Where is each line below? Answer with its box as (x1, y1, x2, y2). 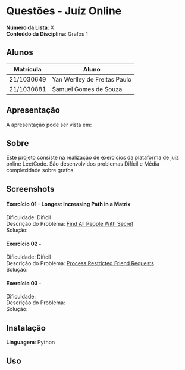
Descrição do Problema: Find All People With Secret (6, 220, 134, 227)
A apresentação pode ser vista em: (6, 121, 92, 128)
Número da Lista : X (6, 24, 55, 31)
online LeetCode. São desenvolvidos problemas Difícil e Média (6, 160, 159, 167)
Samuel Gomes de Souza (52, 85, 123, 93)
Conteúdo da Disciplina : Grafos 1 (6, 30, 88, 37)
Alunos (6, 48, 34, 58)
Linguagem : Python (6, 338, 55, 346)
